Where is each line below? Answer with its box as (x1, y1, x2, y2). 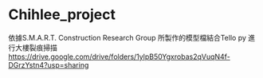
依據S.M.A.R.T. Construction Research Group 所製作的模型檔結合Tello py (8, 33, 247, 42)
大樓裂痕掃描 (14, 42, 57, 53)
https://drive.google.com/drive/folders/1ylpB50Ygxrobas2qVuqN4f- (8, 52, 231, 61)
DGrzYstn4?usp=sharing (8, 60, 89, 69)
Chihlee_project (8, 6, 116, 24)
